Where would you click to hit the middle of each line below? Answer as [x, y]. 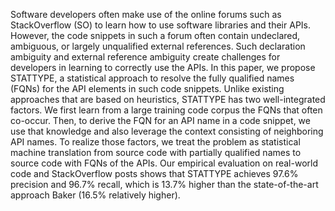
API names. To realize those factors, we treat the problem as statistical [155, 142]
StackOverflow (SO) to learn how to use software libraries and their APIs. [160, 25]
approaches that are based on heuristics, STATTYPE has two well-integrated [168, 99]
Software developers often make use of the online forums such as [146, 14]
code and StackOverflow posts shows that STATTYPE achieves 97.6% [154, 173]
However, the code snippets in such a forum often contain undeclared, [155, 35]
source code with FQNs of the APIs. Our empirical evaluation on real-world [164, 163]
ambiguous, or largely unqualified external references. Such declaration [158, 46]
